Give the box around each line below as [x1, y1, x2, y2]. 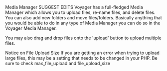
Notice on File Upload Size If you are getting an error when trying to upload [5, 50, 160, 56]
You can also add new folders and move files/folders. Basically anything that [5, 15, 162, 20]
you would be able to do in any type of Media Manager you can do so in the [5, 20, 161, 26]
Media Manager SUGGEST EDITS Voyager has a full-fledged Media [5, 4, 143, 10]
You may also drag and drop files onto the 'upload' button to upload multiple [5, 35, 162, 41]
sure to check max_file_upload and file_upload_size [5, 61, 111, 66]
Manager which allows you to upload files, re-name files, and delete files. [5, 9, 156, 15]
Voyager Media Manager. [5, 25, 57, 31]
